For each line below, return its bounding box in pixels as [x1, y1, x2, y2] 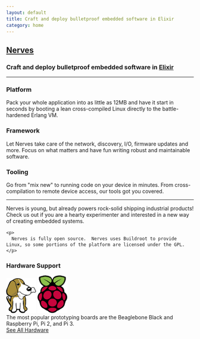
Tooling [6, 168, 29, 176]
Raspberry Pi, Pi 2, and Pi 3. [6, 320, 74, 328]
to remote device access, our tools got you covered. [36, 187, 164, 195]
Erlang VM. [30, 112, 58, 119]
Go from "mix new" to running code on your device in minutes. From [6, 181, 174, 188]
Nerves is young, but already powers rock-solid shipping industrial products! [6, 205, 194, 212]
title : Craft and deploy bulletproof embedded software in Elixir [6, 16, 174, 22]
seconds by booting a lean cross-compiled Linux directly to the [6, 105, 161, 113]
